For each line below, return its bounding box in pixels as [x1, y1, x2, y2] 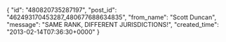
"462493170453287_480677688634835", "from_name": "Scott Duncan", [6, 13, 217, 21]
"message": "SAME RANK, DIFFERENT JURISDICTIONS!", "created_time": [6, 21, 219, 28]
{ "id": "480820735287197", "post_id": [6, 6, 117, 14]
